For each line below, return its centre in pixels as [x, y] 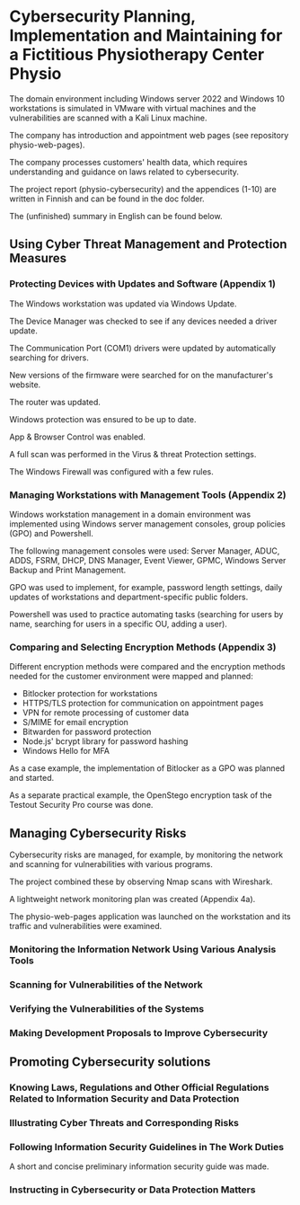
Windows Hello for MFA [66, 751]
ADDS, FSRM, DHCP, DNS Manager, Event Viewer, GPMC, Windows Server [148, 560]
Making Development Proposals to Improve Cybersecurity [139, 1032]
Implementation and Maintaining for [146, 35]
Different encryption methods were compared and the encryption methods [147, 667]
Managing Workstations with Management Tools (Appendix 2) [148, 494]
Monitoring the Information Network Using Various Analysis [143, 949]
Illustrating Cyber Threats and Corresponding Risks [124, 1122]
